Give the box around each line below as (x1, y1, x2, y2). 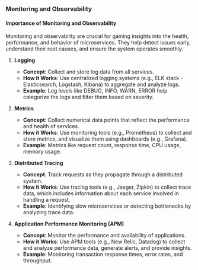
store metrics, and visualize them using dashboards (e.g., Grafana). (23, 135, 188, 142)
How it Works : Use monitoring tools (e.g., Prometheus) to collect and (23, 129, 192, 136)
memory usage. (23, 148, 62, 155)
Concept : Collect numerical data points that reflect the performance (23, 116, 190, 123)
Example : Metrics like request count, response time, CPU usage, (23, 142, 181, 149)
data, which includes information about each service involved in (23, 190, 179, 197)
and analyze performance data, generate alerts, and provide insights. (23, 244, 192, 252)
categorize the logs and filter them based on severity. (23, 94, 154, 101)
